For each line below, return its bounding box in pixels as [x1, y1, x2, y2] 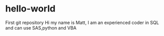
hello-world [5, 3, 56, 14]
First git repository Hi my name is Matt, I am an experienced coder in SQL [5, 19, 159, 25]
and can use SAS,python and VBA [5, 24, 77, 30]
